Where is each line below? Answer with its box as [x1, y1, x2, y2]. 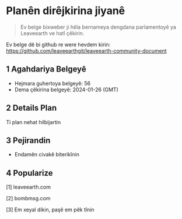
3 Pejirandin [6, 135, 51, 145]
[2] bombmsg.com [6, 195, 51, 202]
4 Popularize [6, 168, 54, 178]
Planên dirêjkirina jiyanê [6, 4, 125, 18]
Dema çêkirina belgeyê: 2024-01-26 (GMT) [14, 86, 118, 93]
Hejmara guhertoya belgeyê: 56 [14, 80, 91, 87]
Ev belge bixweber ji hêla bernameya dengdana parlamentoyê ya [20, 23, 177, 30]
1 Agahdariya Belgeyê [6, 64, 86, 74]
